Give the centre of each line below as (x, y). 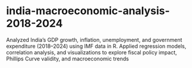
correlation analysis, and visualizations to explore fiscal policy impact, (92, 52)
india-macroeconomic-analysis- (88, 11)
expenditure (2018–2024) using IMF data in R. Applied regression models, (96, 46)
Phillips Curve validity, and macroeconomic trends (67, 59)
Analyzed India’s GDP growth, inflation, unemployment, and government (94, 40)
